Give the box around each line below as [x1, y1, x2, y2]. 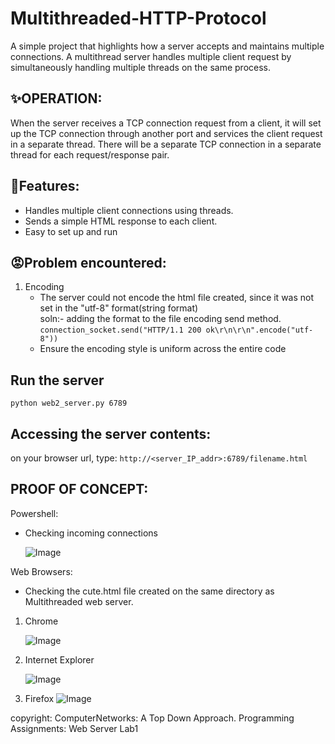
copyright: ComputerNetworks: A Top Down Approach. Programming [10, 712, 295, 724]
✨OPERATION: [10, 90, 103, 107]
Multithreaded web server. [24, 595, 134, 607]
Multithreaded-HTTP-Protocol [10, 7, 267, 30]
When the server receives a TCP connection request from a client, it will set [10, 117, 322, 129]
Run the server [10, 372, 105, 389]
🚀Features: [10, 178, 80, 195]
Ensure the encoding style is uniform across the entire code [39, 343, 287, 355]
